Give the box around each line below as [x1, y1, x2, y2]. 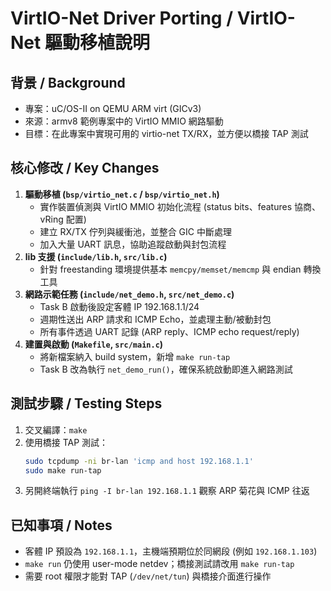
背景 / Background [10, 74, 126, 91]
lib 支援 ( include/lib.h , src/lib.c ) [24, 250, 168, 262]
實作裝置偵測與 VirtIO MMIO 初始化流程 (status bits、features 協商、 [39, 200, 321, 212]
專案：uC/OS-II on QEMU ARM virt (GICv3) [24, 103, 202, 114]
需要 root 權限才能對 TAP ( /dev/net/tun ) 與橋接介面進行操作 [24, 570, 272, 582]
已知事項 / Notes [10, 517, 113, 534]
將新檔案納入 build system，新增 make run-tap [39, 350, 231, 362]
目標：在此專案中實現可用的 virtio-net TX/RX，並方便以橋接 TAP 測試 [24, 128, 309, 139]
